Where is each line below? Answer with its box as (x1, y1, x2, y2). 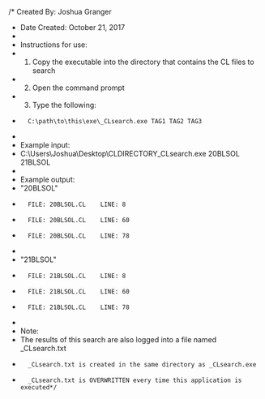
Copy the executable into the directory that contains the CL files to (32, 57, 254, 66)
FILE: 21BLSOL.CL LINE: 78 (28, 303, 130, 311)
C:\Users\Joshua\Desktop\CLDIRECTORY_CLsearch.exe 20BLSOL (19, 149, 241, 158)
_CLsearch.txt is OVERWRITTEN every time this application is (28, 376, 242, 384)
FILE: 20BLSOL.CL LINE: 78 (28, 232, 130, 240)
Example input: (19, 140, 71, 149)
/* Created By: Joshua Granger (8, 7, 112, 16)
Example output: (19, 174, 75, 184)
